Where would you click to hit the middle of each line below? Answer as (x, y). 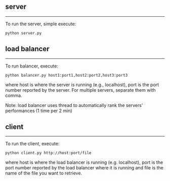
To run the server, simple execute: (41, 24)
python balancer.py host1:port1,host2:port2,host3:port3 (67, 75)
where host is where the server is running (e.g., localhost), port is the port (82, 85)
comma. (14, 96)
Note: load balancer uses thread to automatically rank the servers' (74, 105)
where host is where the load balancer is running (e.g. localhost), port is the (84, 162)
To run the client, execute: (32, 144)
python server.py (24, 33)
